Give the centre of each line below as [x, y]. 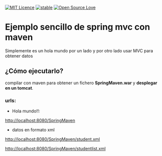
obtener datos [19, 56]
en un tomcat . [19, 88]
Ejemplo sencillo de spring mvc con [78, 27]
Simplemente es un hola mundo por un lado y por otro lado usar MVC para [79, 50]
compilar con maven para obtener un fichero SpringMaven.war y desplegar [81, 83]
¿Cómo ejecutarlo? [34, 71]
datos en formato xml [33, 130]
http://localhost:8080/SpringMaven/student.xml [52, 139]
